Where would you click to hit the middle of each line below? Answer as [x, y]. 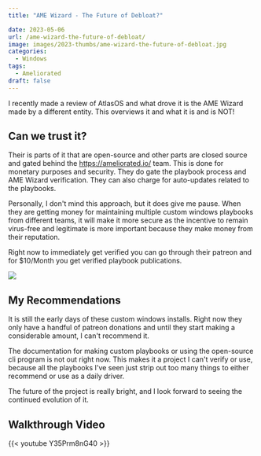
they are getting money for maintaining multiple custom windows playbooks [131, 212]
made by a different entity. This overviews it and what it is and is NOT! [121, 112]
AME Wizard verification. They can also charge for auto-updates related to [129, 180]
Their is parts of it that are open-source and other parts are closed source [128, 155]
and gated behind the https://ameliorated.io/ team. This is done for [116, 164]
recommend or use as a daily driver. [66, 376]
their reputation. [34, 237]
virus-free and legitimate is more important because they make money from [130, 229]
